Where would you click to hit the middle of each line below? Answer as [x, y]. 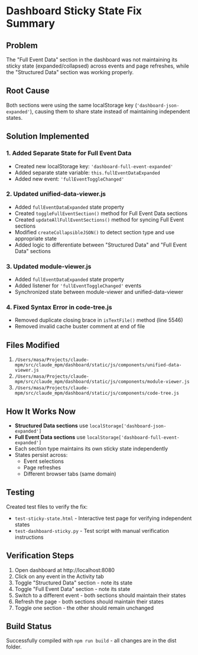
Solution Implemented [48, 137]
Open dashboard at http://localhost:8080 [65, 570]
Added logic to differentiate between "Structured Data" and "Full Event [101, 245]
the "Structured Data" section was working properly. [70, 72]
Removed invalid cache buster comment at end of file [80, 327]
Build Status [29, 627]
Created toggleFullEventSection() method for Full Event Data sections [101, 213]
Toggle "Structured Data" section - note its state [74, 583]
